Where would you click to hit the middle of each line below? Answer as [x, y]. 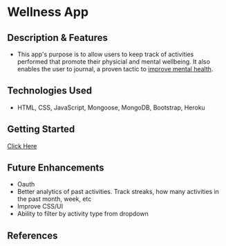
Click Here [22, 146]
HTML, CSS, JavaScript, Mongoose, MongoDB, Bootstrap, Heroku [111, 107]
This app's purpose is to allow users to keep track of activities [105, 54]
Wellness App [48, 12]
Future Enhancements [56, 168]
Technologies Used [49, 91]
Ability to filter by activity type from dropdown [83, 214]
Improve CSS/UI [40, 207]
